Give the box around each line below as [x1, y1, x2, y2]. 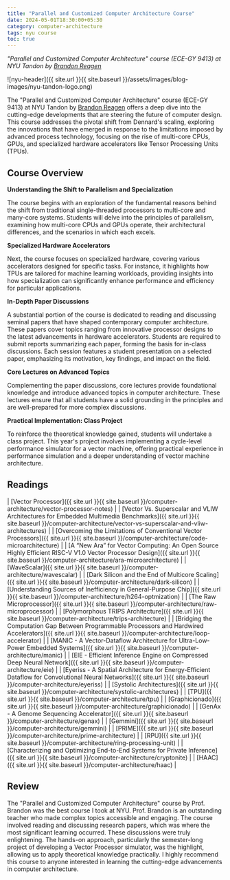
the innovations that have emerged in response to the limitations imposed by [7, 125, 223, 134]
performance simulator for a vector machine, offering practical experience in [7, 444, 224, 452]
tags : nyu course [7, 29, 57, 36]
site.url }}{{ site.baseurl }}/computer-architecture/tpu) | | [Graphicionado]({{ [7, 695, 222, 703]
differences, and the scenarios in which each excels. [7, 228, 156, 236]
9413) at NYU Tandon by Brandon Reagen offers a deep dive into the [7, 103, 201, 112]
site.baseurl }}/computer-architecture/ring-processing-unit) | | [7, 738, 183, 747]
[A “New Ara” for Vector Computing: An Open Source [68, 541, 219, 549]
